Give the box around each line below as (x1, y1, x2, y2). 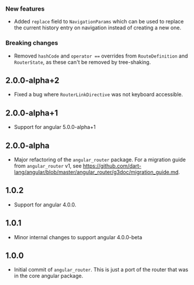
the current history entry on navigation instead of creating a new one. (13, 24, 182, 31)
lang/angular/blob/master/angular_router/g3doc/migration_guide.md (13, 169, 179, 176)
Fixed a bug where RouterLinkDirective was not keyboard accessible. (13, 91, 183, 98)
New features (5, 5, 45, 13)
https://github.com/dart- (82, 162, 141, 169)
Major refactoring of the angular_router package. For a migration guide (13, 156, 186, 163)
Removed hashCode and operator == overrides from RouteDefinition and (13, 52, 188, 59)
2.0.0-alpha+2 (5, 75, 60, 85)
